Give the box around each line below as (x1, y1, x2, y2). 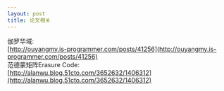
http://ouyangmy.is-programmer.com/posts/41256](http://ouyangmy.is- (9, 45, 217, 53)
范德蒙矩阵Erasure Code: (7, 60, 80, 69)
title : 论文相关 (7, 17, 51, 24)
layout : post (7, 10, 46, 17)
